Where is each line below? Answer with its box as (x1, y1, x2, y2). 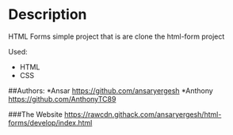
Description (8, 6, 87, 24)
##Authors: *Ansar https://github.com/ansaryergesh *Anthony (8, 85, 214, 96)
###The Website (8, 109, 63, 119)
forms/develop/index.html (8, 118, 93, 127)
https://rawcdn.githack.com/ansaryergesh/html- (64, 109, 222, 119)
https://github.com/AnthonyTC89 (8, 94, 116, 103)
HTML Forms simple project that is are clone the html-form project (8, 32, 225, 41)
